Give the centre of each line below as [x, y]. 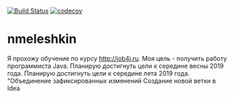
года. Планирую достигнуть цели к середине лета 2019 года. [98, 73]
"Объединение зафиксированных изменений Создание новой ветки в [112, 80]
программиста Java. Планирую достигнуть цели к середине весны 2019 [116, 66]
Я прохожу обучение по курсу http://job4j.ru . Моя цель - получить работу [117, 58]
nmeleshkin [42, 39]
